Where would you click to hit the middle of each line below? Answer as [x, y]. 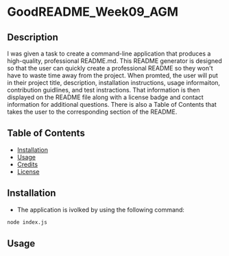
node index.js [27, 222]
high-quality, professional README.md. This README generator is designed [114, 61]
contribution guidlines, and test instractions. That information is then [104, 90]
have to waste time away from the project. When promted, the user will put [112, 75]
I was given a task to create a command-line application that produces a [109, 53]
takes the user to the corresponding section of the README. [92, 112]
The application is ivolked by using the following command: [101, 209]
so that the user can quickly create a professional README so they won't [110, 68]
